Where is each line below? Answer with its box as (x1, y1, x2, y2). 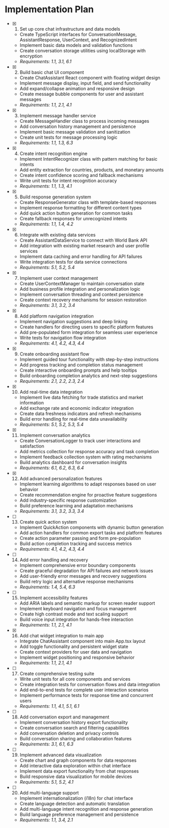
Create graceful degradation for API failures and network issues (19, 567, 153, 574)
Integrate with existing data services (19, 231, 96, 238)
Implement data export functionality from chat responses (19, 768, 139, 774)
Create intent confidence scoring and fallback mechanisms (19, 172, 144, 178)
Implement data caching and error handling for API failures (19, 253, 143, 260)
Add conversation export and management (19, 714, 110, 720)
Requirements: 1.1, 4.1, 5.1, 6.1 (19, 703, 80, 709)
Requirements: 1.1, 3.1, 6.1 (19, 58, 72, 64)
